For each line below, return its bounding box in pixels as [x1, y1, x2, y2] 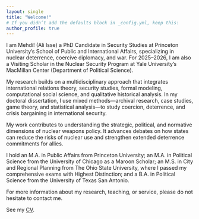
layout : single [6, 8, 44, 15]
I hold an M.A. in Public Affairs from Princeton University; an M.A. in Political [6, 152, 192, 159]
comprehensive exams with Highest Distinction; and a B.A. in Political [6, 170, 176, 178]
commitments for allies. [6, 140, 64, 147]
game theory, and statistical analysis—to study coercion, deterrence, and [6, 103, 185, 110]
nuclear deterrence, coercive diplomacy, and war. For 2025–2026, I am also [6, 54, 191, 61]
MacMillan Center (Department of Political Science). [6, 66, 134, 74]
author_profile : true [6, 25, 60, 31]
